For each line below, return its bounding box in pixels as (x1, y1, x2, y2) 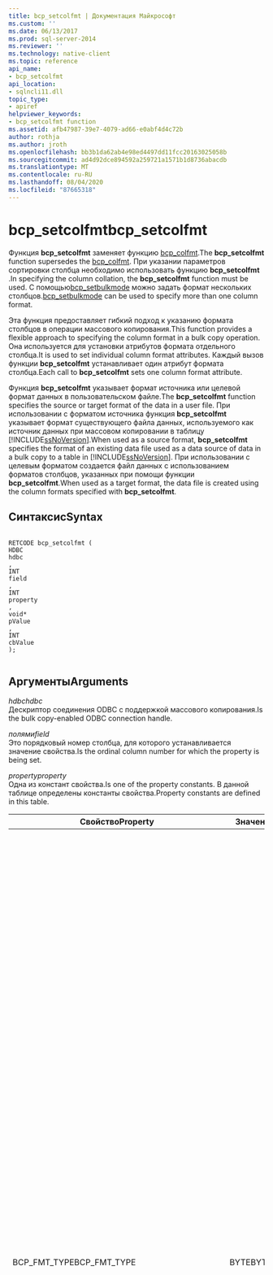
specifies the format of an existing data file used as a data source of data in (8, 443, 262, 453)
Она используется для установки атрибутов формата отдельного (8, 341, 236, 350)
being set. (8, 755, 42, 765)
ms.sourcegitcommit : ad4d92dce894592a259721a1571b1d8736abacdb (8, 155, 227, 163)
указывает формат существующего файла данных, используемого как (8, 417, 254, 427)
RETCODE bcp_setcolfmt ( (8, 538, 93, 547)
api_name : (8, 65, 42, 73)
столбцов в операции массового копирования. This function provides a (8, 324, 253, 333)
